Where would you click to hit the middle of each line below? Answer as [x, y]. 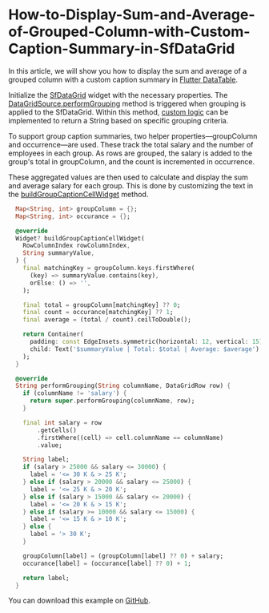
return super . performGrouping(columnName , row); [112, 401]
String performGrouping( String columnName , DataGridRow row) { [123, 386]
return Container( [53, 334]
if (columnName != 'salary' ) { [75, 393]
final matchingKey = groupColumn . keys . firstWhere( [109, 268]
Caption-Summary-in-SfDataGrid [122, 49]
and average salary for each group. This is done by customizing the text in [131, 185]
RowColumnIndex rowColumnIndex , [76, 246]
